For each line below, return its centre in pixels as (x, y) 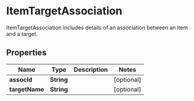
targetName (27, 89)
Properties (26, 53)
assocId (21, 79)
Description (91, 69)
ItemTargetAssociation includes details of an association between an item (97, 27)
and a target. (22, 33)
